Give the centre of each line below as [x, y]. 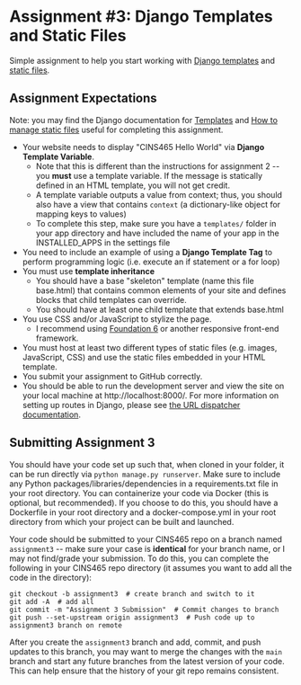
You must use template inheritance [89, 271]
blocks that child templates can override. [111, 299]
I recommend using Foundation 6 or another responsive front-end [157, 328]
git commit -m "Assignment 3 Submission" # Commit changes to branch [144, 609]
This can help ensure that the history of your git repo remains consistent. [144, 671]
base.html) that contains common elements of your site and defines [161, 290]
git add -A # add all [52, 601]
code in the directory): [51, 577]
